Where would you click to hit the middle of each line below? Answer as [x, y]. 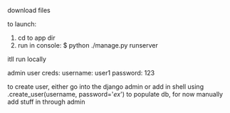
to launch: [22, 24]
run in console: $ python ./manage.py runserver [88, 45]
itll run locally [27, 59]
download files [29, 10]
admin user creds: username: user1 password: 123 [81, 73]
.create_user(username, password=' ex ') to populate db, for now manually [115, 94]
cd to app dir [36, 38]
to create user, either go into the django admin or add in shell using [106, 87]
